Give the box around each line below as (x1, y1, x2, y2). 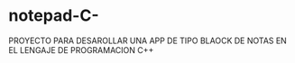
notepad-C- (8, 5, 100, 26)
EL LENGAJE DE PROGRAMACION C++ (8, 44, 154, 55)
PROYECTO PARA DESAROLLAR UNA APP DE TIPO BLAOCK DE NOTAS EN (8, 35, 288, 46)
